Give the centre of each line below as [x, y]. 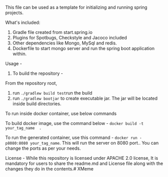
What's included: [23, 23]
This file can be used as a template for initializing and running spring [76, 7]
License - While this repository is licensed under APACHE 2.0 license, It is [82, 158]
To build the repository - [38, 73]
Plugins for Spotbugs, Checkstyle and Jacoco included [70, 38]
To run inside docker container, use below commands [61, 114]
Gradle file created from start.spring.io [52, 32]
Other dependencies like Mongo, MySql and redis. [65, 43]
